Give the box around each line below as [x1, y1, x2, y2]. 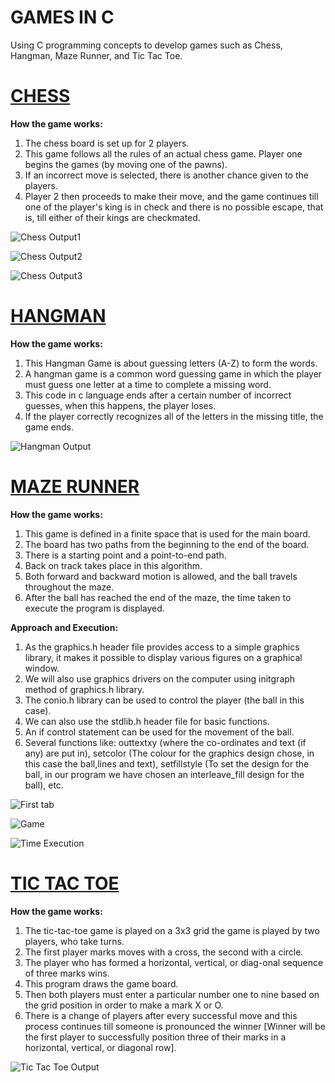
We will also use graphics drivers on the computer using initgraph [24, 672, 296, 685]
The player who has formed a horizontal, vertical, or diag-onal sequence [24, 956, 324, 968]
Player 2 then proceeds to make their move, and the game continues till [24, 190, 319, 202]
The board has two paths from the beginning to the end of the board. [24, 538, 310, 550]
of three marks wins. [24, 967, 110, 979]
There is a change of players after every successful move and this [24, 1009, 298, 1021]
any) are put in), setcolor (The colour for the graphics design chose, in [24, 747, 315, 759]
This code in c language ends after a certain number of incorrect [24, 389, 292, 401]
